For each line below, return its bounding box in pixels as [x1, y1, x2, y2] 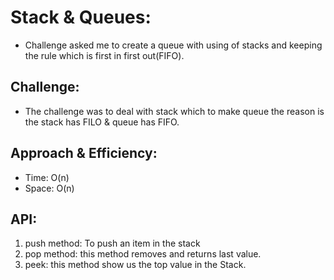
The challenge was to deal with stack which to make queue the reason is [24, 105, 325, 117]
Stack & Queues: [10, 6, 152, 29]
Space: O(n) [24, 182, 75, 194]
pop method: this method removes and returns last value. [24, 248, 262, 260]
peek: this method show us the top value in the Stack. [24, 259, 247, 271]
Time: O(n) [24, 171, 70, 183]
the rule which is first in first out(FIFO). [24, 49, 185, 61]
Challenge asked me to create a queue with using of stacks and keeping [24, 39, 323, 51]
